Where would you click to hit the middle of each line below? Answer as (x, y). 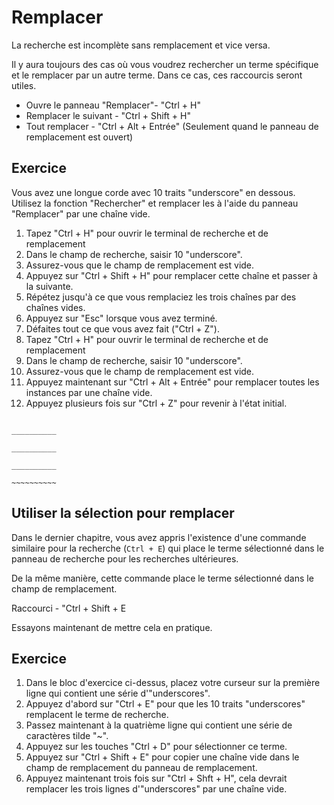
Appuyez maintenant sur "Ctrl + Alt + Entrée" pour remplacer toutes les (172, 382)
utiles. (24, 85)
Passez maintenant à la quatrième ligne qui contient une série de (159, 725)
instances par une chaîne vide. (89, 392)
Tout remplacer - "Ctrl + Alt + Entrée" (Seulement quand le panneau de (172, 126)
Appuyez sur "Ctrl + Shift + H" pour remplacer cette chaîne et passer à (171, 275)
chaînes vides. (55, 307)
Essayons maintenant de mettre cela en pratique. (112, 627)
